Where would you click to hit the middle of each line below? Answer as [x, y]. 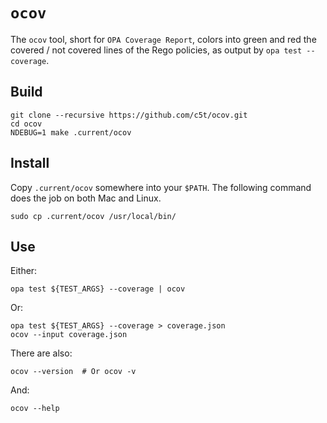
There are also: [41, 353]
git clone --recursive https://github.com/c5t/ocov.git [129, 115]
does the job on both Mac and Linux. [86, 198]
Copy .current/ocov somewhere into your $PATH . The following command [161, 187]
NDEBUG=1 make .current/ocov [71, 132]
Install [30, 163]
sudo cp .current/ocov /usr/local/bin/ [93, 216]
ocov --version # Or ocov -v [73, 372]
